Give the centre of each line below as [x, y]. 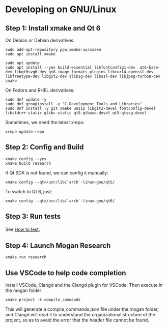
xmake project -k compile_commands [43, 300]
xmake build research [28, 163]
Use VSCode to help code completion [66, 273]
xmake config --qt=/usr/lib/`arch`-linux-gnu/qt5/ [60, 182]
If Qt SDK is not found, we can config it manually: [57, 173]
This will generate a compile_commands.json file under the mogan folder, [82, 309]
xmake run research [26, 257]
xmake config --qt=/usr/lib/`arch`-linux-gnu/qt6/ [60, 201]
